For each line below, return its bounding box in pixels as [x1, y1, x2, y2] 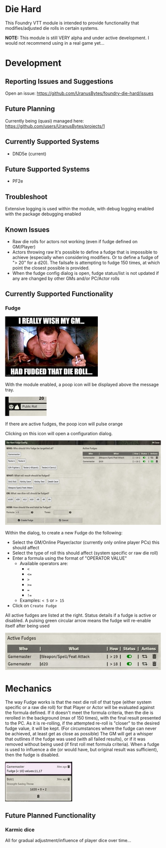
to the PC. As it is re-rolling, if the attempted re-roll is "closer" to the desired [5, 720, 160, 726]
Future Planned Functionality [5, 811, 96, 820]
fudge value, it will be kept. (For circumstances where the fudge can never [5, 725, 157, 731]
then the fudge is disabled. [5, 752, 60, 758]
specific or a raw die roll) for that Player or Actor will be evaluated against [5, 705, 155, 711]
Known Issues [5, 225, 50, 234]
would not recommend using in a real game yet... [5, 40, 105, 46]
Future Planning [5, 105, 55, 113]
